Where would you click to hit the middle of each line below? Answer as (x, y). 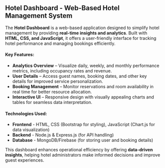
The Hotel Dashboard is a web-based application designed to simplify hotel (82, 28)
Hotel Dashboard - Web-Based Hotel (62, 8)
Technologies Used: (26, 113)
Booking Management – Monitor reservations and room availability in (83, 87)
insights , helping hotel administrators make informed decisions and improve (83, 155)
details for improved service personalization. (58, 81)
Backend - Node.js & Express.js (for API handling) (63, 135)
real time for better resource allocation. (52, 92)
